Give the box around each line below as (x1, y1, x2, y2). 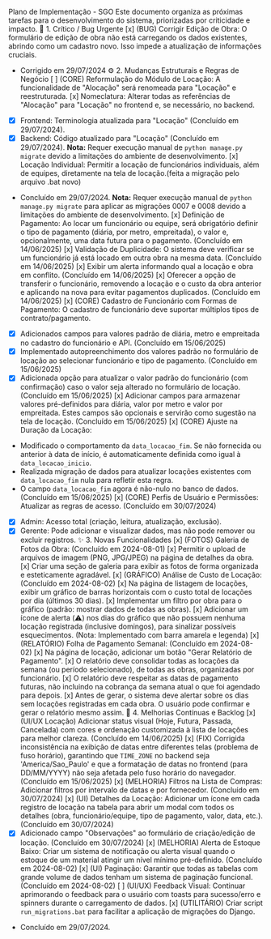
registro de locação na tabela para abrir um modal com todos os (19, 802, 235, 813)
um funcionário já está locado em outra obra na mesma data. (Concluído (19, 253, 262, 262)
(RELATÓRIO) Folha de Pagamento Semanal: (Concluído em (19, 639, 218, 649)
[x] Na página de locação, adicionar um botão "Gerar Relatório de (33, 647, 252, 657)
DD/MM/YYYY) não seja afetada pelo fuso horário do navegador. (19, 768, 236, 778)
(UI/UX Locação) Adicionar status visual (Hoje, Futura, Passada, (19, 716, 233, 726)
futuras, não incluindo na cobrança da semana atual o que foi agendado (19, 682, 260, 692)
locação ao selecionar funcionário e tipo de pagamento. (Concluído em (19, 356, 257, 365)
